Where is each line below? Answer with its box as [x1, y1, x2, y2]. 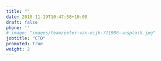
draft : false [6, 19, 38, 25]
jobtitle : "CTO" [6, 35, 46, 41]
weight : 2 [6, 46, 30, 52]
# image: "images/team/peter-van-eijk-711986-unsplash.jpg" [6, 30, 156, 36]
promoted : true [6, 41, 43, 47]
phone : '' [6, 24, 30, 31]
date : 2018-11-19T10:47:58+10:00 [6, 14, 88, 20]
